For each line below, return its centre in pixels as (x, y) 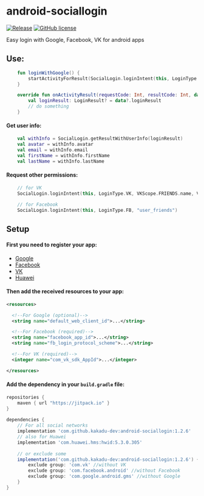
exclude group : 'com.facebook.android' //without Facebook (104, 471)
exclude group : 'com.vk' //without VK (77, 465)
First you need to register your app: (52, 245)
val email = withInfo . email (53, 150)
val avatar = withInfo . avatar (56, 144)
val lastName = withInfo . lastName (61, 161)
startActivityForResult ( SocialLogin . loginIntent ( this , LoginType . (114, 78)
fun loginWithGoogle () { (49, 73)
